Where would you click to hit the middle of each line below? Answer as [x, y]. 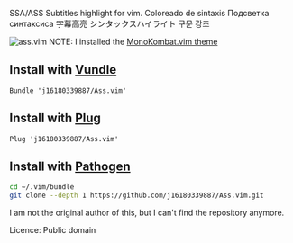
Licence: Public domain [53, 230]
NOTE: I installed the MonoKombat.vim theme [133, 41]
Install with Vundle [63, 70]
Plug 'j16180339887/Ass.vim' [64, 139]
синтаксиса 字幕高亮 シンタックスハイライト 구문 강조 [110, 23]
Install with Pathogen [70, 167]
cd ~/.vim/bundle [42, 187]
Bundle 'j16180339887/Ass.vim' [68, 90]
